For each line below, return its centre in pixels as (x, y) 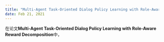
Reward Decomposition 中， (33, 34)
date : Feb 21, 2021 (25, 14)
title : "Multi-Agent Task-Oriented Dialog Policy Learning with (72, 9)
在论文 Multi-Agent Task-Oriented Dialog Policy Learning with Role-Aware (81, 28)
